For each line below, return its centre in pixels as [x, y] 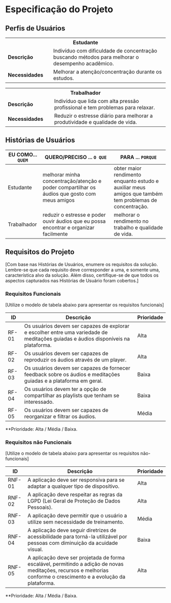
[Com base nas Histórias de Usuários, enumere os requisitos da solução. [82, 264]
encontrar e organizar [68, 227]
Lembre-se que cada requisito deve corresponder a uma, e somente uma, [83, 270]
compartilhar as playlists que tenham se [72, 395]
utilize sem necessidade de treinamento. [76, 522]
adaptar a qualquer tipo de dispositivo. [74, 486]
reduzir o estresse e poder [74, 215]
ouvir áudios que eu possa [74, 221]
